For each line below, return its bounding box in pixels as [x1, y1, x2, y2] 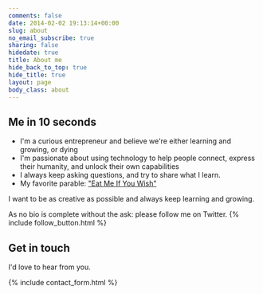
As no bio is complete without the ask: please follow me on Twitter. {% [8, 210, 240, 219]
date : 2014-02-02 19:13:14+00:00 [8, 19, 120, 27]
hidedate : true [8, 49, 59, 57]
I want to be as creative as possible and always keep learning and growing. [8, 194, 255, 204]
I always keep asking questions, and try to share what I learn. [19, 171, 221, 180]
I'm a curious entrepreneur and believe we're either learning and [19, 136, 231, 146]
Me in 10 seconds [8, 115, 97, 128]
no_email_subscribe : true [8, 33, 94, 42]
